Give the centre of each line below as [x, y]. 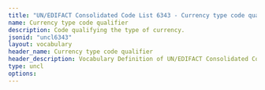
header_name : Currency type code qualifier [81, 52]
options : [22, 74]
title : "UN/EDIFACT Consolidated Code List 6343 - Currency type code [127, 15]
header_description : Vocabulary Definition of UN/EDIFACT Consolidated [128, 59]
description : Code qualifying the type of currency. [97, 30]
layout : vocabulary [40, 45]
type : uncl [26, 67]
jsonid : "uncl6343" [40, 37]
